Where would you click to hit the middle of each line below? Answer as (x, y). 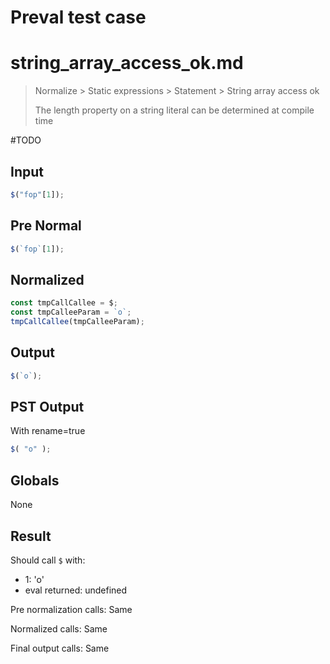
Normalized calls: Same (59, 628)
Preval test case (78, 17)
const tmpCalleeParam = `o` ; (71, 312)
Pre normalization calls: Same (71, 609)
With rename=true (48, 431)
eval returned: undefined (76, 590)
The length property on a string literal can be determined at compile (174, 110)
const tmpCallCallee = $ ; (64, 303)
